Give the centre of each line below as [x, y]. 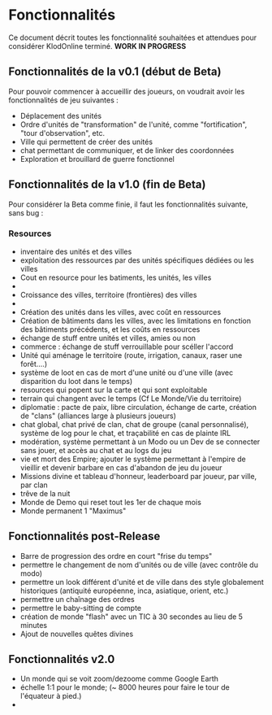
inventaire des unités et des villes [76, 251]
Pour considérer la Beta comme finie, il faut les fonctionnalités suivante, [128, 204]
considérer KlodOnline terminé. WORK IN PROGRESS [97, 46]
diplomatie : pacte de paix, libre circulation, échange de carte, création [138, 407]
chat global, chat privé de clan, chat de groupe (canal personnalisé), [134, 424]
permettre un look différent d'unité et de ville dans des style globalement [142, 582]
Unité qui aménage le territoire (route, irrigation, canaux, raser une [131, 355]
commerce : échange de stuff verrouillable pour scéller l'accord [127, 347]
